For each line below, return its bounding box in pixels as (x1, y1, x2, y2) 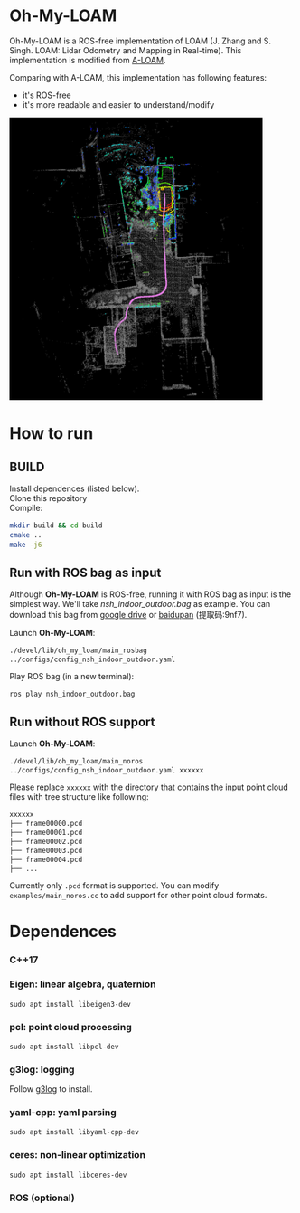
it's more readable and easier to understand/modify (22, 99, 215, 109)
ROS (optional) (9, 1191, 75, 1204)
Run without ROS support (9, 714, 155, 729)
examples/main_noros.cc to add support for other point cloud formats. (9, 890, 267, 901)
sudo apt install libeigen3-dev (9, 1000, 131, 1009)
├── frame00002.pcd (9, 838, 83, 847)
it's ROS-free (22, 90, 71, 100)
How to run (9, 423, 94, 444)
